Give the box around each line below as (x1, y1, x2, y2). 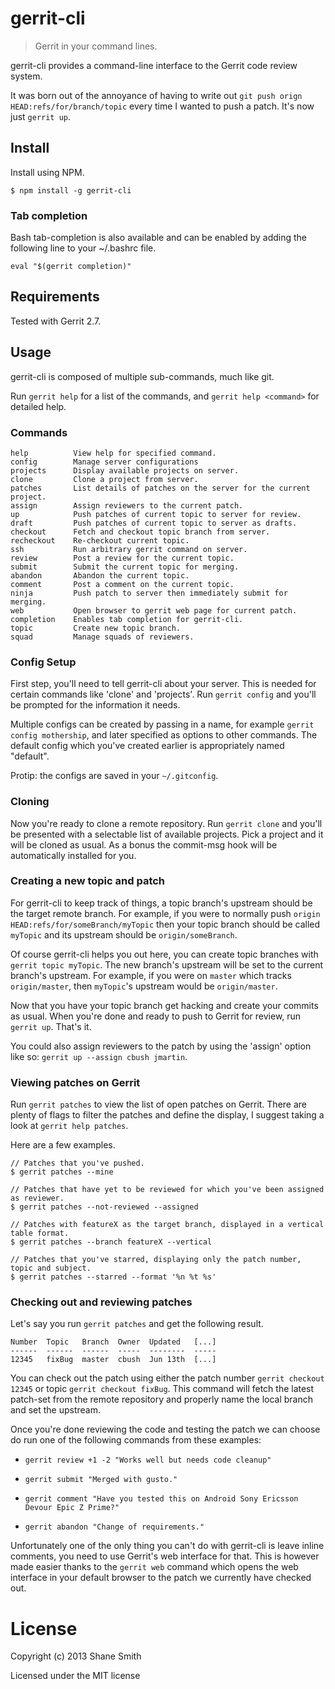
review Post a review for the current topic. (10, 553, 235, 563)
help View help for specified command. (10, 448, 217, 458)
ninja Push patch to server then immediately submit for (10, 588, 288, 598)
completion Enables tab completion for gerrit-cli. (10, 614, 244, 624)
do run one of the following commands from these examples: (10, 1434, 262, 1446)
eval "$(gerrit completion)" (10, 262, 132, 272)
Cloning (10, 795, 50, 809)
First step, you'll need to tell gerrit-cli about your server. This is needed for (10, 678, 317, 690)
